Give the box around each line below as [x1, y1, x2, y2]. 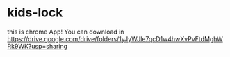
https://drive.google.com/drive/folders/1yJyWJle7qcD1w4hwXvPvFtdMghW [7, 34, 224, 43]
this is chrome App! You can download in [7, 27, 124, 36]
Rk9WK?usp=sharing [7, 42, 68, 50]
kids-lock [7, 5, 63, 21]
